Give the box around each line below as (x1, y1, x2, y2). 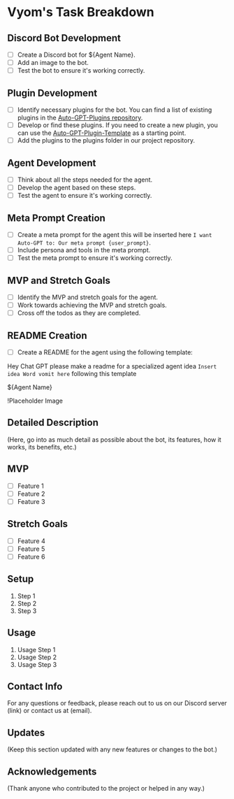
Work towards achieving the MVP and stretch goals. (17, 301, 168, 310)
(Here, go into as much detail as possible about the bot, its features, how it (7, 435, 221, 444)
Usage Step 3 (17, 660, 57, 668)
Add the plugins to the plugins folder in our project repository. (17, 136, 196, 145)
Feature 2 (17, 489, 45, 498)
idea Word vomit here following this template (7, 370, 137, 378)
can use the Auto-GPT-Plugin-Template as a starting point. (17, 129, 187, 137)
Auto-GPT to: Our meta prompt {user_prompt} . (17, 238, 152, 247)
